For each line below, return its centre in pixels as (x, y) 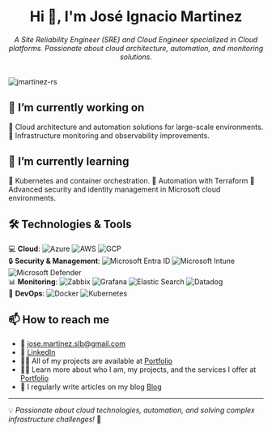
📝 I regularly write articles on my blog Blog (91, 387)
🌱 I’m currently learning (69, 161)
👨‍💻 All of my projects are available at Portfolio (96, 361)
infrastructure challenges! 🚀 (55, 419)
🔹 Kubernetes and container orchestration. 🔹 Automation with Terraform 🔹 (132, 181)
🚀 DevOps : (27, 293)
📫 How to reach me (59, 320)
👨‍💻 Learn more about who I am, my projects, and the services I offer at (138, 369)
